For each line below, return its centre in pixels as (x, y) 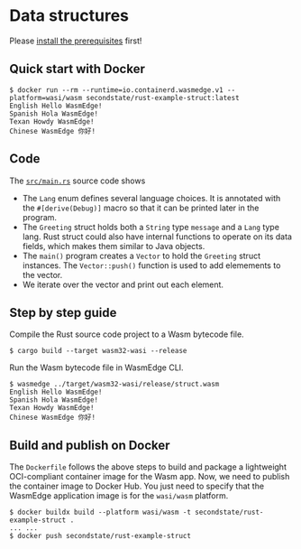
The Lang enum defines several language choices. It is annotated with (151, 198)
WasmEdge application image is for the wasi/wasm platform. (119, 496)
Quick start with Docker (78, 69)
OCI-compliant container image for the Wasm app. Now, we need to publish (150, 477)
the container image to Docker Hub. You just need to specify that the (137, 486)
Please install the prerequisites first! (76, 41)
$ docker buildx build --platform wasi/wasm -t (100, 512)
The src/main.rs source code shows (78, 181)
